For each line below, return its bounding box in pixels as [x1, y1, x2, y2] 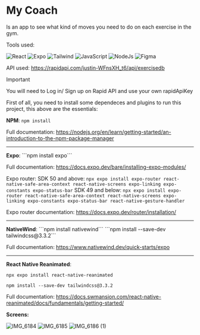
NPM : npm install [6, 117, 51, 124]
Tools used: [6, 41, 35, 48]
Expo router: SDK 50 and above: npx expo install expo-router [6, 175, 161, 182]
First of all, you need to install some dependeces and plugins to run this [6, 99, 182, 106]
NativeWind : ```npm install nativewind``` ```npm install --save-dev [6, 225, 166, 232]
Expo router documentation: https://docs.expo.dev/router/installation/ [6, 208, 177, 215]
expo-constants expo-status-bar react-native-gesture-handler [27, 198, 185, 204]
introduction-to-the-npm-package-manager [6, 135, 114, 142]
